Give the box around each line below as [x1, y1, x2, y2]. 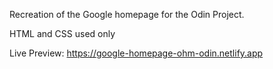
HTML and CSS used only [9, 28, 116, 39]
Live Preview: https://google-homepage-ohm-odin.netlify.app [9, 47, 264, 59]
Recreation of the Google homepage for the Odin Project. [9, 9, 245, 20]
